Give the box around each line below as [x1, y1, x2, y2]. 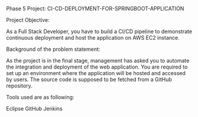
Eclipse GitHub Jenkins [6, 105, 63, 112]
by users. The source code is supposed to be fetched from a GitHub [6, 76, 173, 83]
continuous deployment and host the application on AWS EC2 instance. [6, 34, 180, 41]
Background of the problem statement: [6, 45, 100, 53]
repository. [6, 82, 33, 89]
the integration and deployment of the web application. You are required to [6, 63, 188, 70]
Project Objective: [6, 17, 50, 23]
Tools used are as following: [6, 94, 74, 100]
